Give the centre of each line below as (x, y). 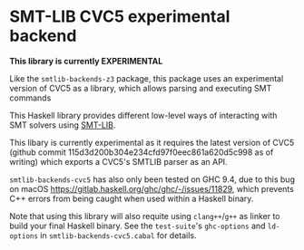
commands (30, 98)
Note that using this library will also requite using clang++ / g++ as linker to (145, 216)
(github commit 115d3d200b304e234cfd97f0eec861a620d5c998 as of (142, 152)
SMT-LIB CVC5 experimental (120, 17)
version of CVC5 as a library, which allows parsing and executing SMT (141, 88)
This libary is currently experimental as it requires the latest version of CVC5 (152, 142)
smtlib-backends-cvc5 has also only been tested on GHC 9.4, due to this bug (152, 179)
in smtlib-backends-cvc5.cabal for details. (118, 235)
